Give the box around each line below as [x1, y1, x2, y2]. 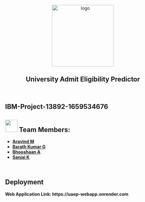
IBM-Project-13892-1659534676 [5, 102, 109, 111]
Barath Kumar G [12, 144, 46, 150]
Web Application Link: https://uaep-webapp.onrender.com [5, 191, 129, 197]
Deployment [5, 178, 44, 186]
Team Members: [19, 125, 71, 134]
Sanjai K [12, 154, 30, 160]
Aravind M [12, 138, 35, 144]
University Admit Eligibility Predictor [25, 75, 141, 84]
